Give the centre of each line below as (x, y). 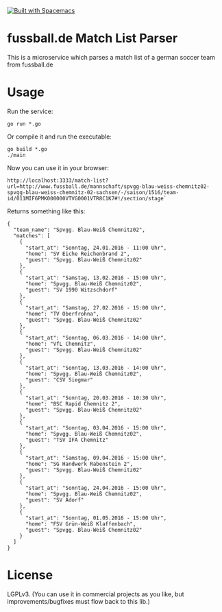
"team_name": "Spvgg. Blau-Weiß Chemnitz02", (79, 230)
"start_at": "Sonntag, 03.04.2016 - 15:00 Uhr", (96, 428)
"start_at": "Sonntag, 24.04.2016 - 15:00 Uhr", (96, 488)
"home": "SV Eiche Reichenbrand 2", (77, 254)
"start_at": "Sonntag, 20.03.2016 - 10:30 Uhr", (96, 398)
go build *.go (27, 149)
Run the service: (30, 111)
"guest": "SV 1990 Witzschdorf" (71, 290)
